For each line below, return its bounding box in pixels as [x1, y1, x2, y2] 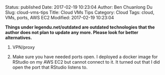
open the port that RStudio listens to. [12, 64, 88, 70]
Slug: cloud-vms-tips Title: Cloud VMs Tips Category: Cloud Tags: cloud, [5, 9, 155, 15]
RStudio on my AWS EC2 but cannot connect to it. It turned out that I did [12, 59, 160, 65]
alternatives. [5, 35, 32, 40]
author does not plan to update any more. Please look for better [5, 30, 139, 35]
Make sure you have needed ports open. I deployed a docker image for [12, 54, 158, 60]
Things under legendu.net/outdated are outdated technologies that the [5, 24, 155, 30]
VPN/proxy [12, 44, 35, 50]
